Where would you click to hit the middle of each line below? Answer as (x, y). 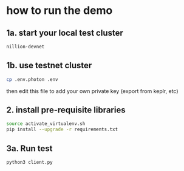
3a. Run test (29, 148)
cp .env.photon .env (32, 79)
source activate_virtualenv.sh (46, 124)
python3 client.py (29, 162)
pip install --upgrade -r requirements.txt (62, 130)
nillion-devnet (26, 47)
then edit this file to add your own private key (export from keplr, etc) (92, 91)
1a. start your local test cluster (65, 33)
